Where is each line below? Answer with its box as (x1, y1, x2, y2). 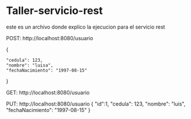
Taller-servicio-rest (6, 4, 103, 17)
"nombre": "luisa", (6, 62, 54, 68)
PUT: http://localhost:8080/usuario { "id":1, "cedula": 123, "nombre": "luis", (6, 100, 186, 107)
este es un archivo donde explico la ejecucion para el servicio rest (6, 23, 165, 30)
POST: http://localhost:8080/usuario (6, 34, 93, 41)
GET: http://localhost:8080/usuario (6, 89, 90, 96)
